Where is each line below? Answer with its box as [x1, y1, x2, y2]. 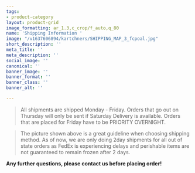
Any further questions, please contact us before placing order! [6, 160, 162, 167]
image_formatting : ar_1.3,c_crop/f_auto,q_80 [6, 25, 119, 31]
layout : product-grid [6, 19, 59, 25]
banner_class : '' [6, 80, 49, 86]
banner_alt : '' [6, 85, 43, 91]
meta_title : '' [6, 47, 43, 53]
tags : [6, 8, 19, 15]
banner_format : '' [6, 74, 51, 80]
